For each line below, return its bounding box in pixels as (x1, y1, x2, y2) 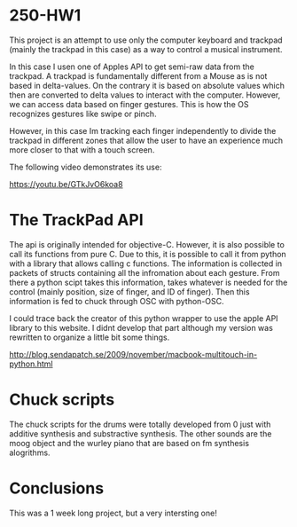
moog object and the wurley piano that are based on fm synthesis (9, 437, 250, 448)
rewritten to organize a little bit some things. (9, 332, 170, 342)
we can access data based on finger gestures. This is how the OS (9, 98, 249, 109)
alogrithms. (9, 447, 51, 458)
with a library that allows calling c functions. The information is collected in (9, 258, 282, 269)
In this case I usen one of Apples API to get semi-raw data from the (9, 61, 254, 72)
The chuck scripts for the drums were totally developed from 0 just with (9, 419, 271, 429)
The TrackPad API (9, 210, 144, 231)
